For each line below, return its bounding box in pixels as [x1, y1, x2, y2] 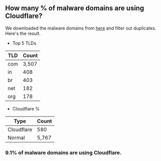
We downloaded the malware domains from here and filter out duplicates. [5, 25, 157, 31]
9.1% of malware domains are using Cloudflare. [5, 149, 122, 156]
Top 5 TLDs [12, 40, 36, 46]
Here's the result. [5, 30, 41, 36]
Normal [7, 134, 25, 141]
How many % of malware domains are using [5, 4, 145, 12]
